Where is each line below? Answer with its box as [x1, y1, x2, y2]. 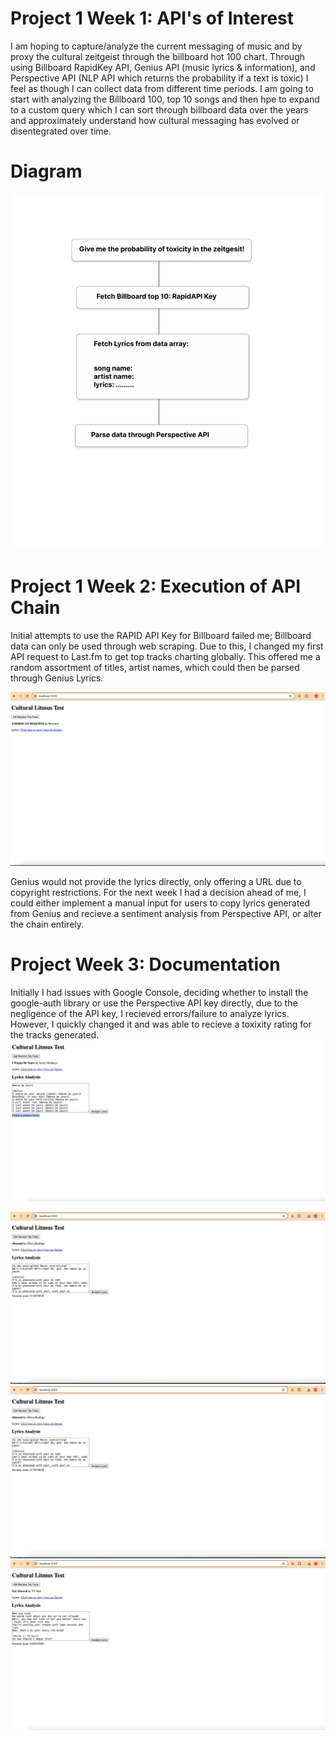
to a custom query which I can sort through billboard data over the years [10, 103, 309, 116]
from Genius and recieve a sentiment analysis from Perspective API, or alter [10, 907, 322, 919]
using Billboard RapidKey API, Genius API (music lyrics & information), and [10, 61, 316, 73]
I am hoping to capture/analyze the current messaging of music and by [10, 40, 303, 52]
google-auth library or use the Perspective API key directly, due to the [10, 997, 298, 1009]
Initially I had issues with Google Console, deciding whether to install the [10, 986, 309, 998]
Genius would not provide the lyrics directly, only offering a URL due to [10, 875, 302, 887]
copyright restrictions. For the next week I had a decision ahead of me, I [10, 886, 307, 898]
